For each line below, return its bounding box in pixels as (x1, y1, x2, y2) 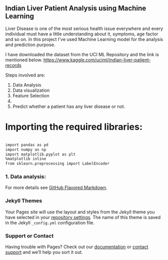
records (5, 62, 22, 68)
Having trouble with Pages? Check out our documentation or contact (5, 244, 148, 250)
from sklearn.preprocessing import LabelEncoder (5, 161, 110, 166)
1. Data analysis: (5, 173, 47, 180)
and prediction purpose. (5, 42, 56, 48)
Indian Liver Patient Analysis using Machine (5, 4, 147, 13)
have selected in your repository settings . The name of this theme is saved (5, 214, 161, 220)
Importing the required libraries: (5, 121, 143, 132)
